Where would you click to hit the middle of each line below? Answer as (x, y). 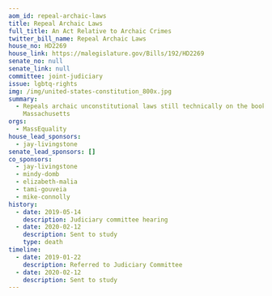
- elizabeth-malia (47, 182)
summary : (23, 99)
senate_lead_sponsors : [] (52, 152)
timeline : (25, 250)
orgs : (17, 122)
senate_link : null (39, 69)
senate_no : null (36, 62)
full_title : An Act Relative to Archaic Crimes (90, 31)
